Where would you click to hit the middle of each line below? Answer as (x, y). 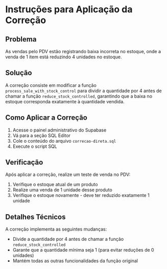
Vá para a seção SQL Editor (41, 135)
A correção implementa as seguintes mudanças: (56, 229)
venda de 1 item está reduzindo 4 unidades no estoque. (64, 57)
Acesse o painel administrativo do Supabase (59, 130)
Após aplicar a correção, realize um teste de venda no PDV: (68, 174)
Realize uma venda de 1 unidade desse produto (62, 190)
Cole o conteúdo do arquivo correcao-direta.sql (64, 141)
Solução (19, 73)
